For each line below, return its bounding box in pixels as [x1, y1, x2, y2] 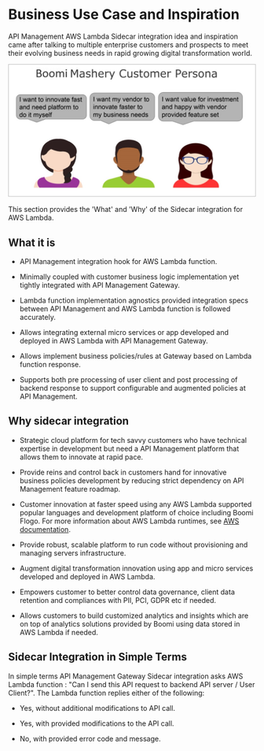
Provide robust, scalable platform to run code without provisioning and [19, 540, 248, 549]
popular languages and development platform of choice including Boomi [19, 507, 254, 517]
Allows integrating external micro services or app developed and [19, 327, 229, 336]
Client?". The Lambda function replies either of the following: [8, 688, 205, 697]
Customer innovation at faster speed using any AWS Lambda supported [19, 499, 252, 509]
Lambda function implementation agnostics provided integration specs [19, 296, 249, 305]
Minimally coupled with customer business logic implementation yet [19, 272, 240, 281]
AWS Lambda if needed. [19, 627, 98, 637]
